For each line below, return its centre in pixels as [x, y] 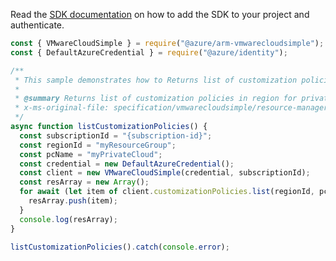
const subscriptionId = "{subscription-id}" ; [116, 135]
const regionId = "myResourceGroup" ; [98, 145]
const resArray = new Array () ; [84, 182]
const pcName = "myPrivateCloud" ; [91, 154]
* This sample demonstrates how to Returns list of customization [156, 80]
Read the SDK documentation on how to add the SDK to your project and [160, 14]
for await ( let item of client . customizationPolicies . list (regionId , [167, 192]
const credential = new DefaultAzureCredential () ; [127, 164]
